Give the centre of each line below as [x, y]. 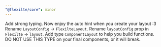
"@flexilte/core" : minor [31, 10]
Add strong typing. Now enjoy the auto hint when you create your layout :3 [81, 23]
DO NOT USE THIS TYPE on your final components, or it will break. [73, 39]
